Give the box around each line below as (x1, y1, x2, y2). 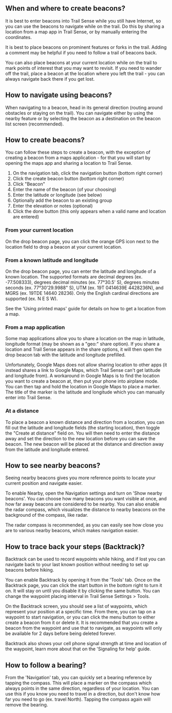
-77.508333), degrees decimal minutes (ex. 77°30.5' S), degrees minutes (5, 279, 160, 286)
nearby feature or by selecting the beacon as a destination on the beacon (5, 115, 161, 121)
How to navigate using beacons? (5, 91, 112, 100)
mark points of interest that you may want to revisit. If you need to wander (5, 65, 162, 71)
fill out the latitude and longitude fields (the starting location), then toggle (5, 424, 160, 430)
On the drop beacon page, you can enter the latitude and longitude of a (5, 268, 156, 274)
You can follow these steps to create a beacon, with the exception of (5, 149, 150, 156)
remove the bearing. (5, 702, 48, 708)
